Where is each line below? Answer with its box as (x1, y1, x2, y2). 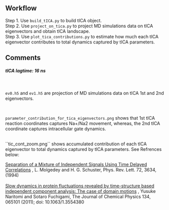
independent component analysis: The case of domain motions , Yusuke (5, 188, 156, 194)
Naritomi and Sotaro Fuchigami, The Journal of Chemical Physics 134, (5, 194, 151, 200)
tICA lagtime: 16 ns (5, 68, 46, 74)
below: (5, 151, 19, 158)
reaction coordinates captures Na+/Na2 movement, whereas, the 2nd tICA (5, 121, 160, 127)
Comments (5, 54, 41, 62)
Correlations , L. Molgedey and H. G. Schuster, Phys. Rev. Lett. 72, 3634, (5, 167, 157, 173)
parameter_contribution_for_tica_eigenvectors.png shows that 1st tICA (5, 115, 155, 121)
